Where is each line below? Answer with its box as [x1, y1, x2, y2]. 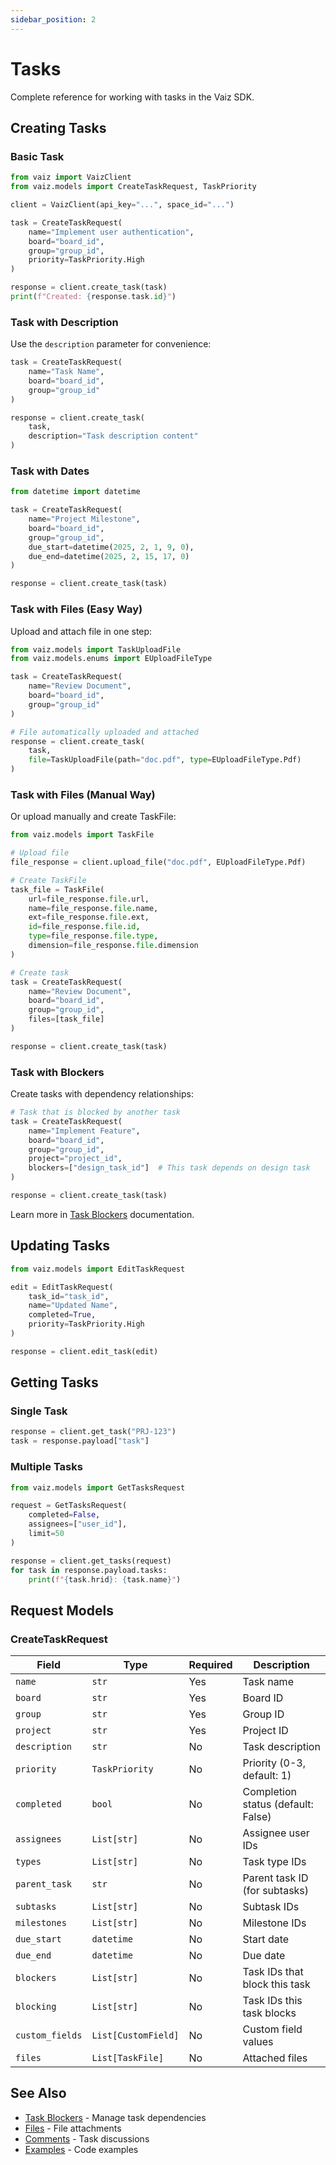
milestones [15, 1917, 67, 1929]
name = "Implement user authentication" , [28, 227, 195, 237]
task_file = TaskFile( [10, 884, 105, 895]
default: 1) [242, 1769, 292, 1783]
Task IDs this [242, 1994, 303, 2008]
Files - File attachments [24, 2122, 122, 2134]
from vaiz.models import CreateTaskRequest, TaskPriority [10, 182, 257, 192]
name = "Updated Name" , [28, 1301, 118, 1311]
